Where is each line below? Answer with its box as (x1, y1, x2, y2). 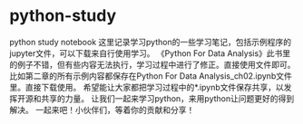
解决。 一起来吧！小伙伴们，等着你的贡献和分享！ (9, 104, 195, 115)
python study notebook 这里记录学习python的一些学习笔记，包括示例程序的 (9, 36, 292, 47)
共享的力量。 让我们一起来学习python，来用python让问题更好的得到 (40, 92, 295, 104)
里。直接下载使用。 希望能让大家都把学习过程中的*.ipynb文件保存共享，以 (9, 81, 284, 92)
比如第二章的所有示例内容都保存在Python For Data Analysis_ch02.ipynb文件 (9, 70, 292, 81)
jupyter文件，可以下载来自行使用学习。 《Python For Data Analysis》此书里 (9, 47, 291, 59)
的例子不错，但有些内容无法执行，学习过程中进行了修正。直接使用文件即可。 (9, 59, 296, 70)
